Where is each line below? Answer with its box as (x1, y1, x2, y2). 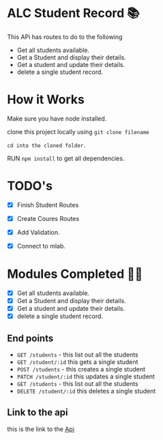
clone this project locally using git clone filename (7, 127, 149, 135)
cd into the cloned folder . (7, 141, 86, 149)
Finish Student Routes (16, 200, 79, 209)
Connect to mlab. (16, 242, 66, 250)
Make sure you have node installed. (7, 114, 107, 122)
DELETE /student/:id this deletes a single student (16, 387, 156, 396)
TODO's (7, 179, 53, 194)
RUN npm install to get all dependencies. (7, 154, 125, 162)
